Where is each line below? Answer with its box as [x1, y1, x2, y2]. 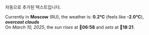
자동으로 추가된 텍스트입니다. [5, 4, 61, 10]
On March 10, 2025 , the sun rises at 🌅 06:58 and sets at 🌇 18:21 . [5, 24, 135, 30]
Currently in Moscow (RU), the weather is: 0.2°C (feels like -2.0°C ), [5, 14, 144, 19]
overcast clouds [5, 19, 40, 25]
